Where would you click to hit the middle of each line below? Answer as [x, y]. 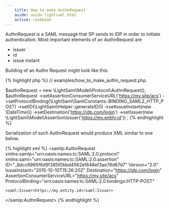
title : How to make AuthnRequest [50, 10]
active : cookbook [33, 20]
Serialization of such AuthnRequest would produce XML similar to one [79, 133]
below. [12, 139]
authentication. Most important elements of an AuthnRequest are [74, 40]
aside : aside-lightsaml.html [46, 15]
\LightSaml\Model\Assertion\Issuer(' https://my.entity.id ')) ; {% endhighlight [84, 118]
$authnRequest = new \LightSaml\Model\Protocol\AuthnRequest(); [76, 90]
